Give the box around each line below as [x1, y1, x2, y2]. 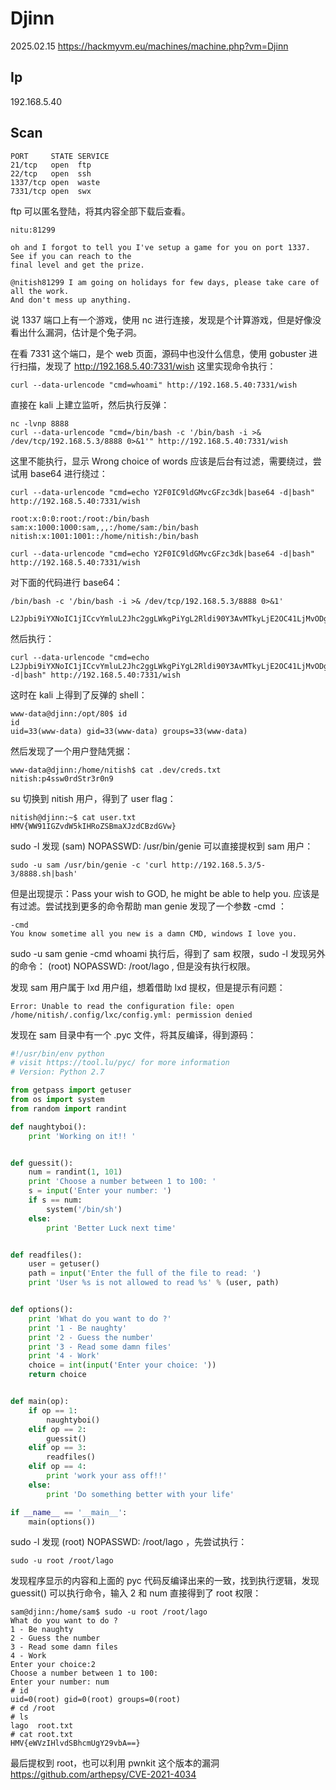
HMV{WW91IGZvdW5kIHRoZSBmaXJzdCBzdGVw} [10, 821, 177, 831]
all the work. [10, 286, 70, 296]
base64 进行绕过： [29, 467, 108, 479]
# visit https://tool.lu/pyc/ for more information [10, 1058, 230, 1068]
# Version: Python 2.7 [10, 1067, 105, 1077]
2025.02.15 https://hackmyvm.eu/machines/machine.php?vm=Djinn [10, 40, 289, 52]
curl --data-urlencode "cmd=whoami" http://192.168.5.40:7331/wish [10, 380, 298, 390]
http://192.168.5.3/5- [171, 860, 267, 870]
